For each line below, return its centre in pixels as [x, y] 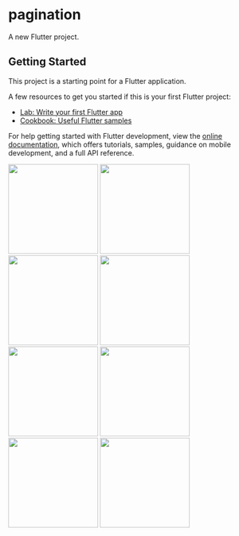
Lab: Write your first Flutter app [71, 112]
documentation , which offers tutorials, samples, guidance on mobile [119, 144]
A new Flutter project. [44, 37]
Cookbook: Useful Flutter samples [76, 120]
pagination [45, 15]
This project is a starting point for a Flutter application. [97, 81]
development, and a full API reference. [71, 152]
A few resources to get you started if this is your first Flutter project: [119, 97]
